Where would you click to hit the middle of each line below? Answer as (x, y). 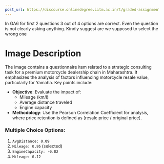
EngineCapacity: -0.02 (35, 151)
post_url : (15, 9)
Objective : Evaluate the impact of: (47, 92)
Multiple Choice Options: (35, 130)
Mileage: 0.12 (26, 157)
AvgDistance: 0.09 (31, 141)
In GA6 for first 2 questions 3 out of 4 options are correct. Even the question (82, 23)
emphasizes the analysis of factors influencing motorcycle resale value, (77, 77)
